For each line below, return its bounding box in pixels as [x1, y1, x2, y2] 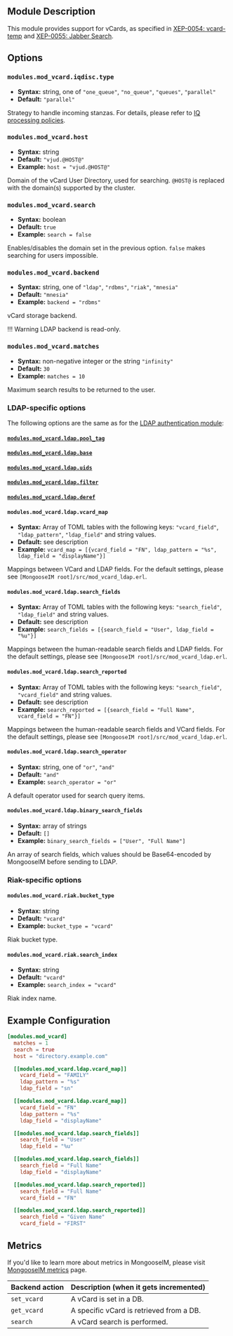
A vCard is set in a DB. [70, 1294, 144, 1304]
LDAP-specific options [7, 403, 86, 413]
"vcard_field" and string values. [17, 690, 112, 699]
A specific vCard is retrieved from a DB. [70, 1305, 201, 1315]
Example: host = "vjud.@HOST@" [17, 162, 111, 171]
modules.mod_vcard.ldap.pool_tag [7, 435, 105, 442]
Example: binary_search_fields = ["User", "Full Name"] [17, 836, 186, 845]
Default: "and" [17, 770, 60, 779]
